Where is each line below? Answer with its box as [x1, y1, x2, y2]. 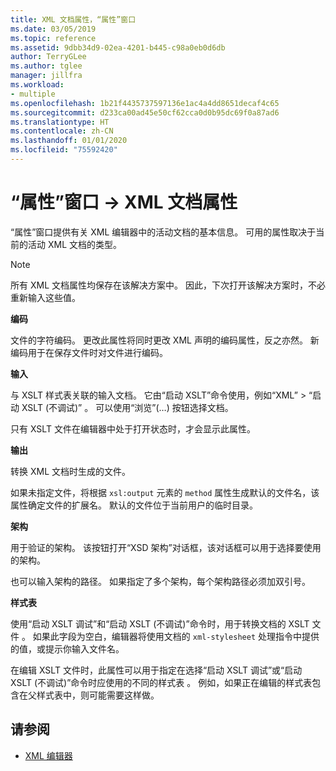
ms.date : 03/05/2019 [10, 24, 97, 34]
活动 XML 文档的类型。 [27, 238, 122, 250]
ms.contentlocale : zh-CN [10, 126, 114, 136]
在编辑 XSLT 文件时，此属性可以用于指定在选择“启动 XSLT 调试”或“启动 [10, 664, 303, 676]
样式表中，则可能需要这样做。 [36, 689, 160, 701]
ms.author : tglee [10, 61, 83, 71]
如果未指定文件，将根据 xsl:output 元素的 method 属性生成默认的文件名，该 [10, 486, 320, 498]
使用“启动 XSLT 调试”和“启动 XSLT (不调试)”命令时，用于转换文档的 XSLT [10, 617, 310, 630]
